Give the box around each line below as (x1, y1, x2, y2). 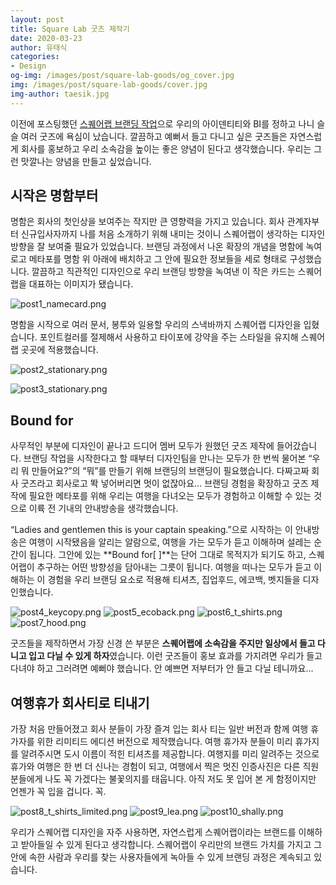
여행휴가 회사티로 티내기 (10, 694, 150, 711)
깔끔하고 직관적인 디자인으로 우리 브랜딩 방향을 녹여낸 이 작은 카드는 (31, 266, 296, 278)
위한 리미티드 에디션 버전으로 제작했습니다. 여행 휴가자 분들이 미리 (36, 736, 293, 748)
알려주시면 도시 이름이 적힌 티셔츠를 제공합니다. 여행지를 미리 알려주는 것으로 (20, 748, 320, 760)
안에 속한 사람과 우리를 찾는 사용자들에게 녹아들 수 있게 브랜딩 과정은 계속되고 (10, 851, 312, 863)
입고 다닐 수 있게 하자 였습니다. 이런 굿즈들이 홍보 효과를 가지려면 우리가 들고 (28, 650, 323, 662)
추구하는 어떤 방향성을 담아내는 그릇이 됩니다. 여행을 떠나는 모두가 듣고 (36, 561, 312, 573)
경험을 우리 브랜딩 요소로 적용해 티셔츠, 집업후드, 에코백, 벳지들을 (47, 574, 301, 586)
